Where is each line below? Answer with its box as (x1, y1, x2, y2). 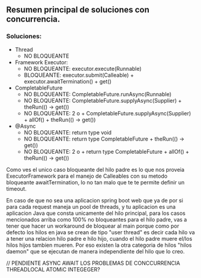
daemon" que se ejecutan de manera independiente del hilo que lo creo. (6, 247, 185, 255)
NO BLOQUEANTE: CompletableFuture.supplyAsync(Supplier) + (23, 97, 182, 104)
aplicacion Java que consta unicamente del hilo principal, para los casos (6, 210, 186, 217)
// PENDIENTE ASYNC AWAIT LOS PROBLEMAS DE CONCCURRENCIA (6, 259, 181, 267)
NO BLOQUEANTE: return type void (23, 128, 112, 136)
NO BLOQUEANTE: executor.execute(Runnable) (23, 65, 142, 72)
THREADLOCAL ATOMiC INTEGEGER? (6, 265, 100, 273)
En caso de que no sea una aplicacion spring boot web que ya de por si (6, 196, 184, 204)
